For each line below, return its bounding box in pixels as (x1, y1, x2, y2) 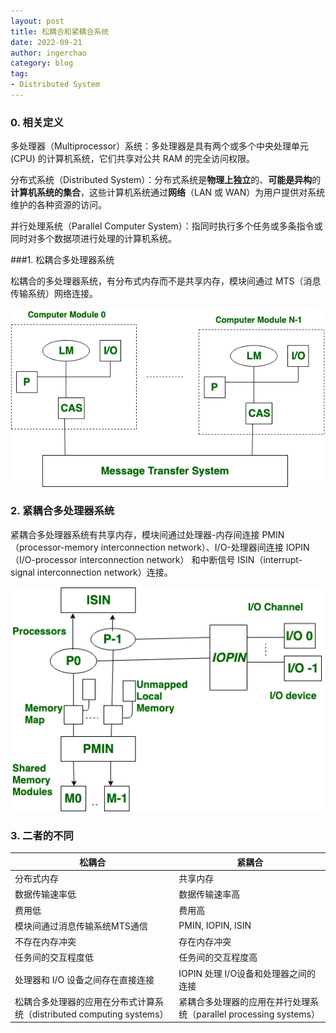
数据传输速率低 (14, 888, 77, 900)
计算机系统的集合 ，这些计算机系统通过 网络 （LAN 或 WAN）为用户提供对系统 (10, 186, 326, 199)
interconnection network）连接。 (36, 566, 173, 578)
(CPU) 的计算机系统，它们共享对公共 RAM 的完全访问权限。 (10, 153, 255, 165)
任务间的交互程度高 (178, 951, 258, 964)
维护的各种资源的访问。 (10, 199, 107, 211)
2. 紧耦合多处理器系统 (10, 504, 115, 518)
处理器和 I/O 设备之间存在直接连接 (14, 973, 155, 985)
